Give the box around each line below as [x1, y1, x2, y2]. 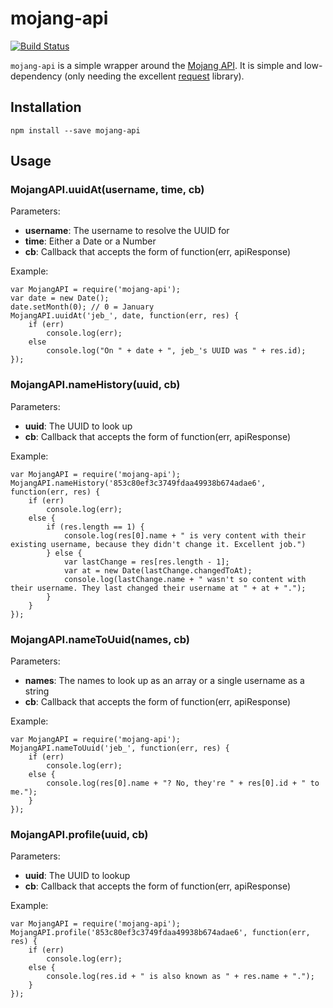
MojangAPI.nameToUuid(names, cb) [10, 632, 190, 646]
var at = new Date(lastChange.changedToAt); [63, 565, 253, 576]
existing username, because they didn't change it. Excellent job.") [10, 539, 307, 549]
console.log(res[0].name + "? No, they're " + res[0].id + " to [46, 778, 320, 789]
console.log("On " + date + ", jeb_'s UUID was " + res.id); [46, 346, 307, 356]
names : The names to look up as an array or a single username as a [24, 675, 305, 687]
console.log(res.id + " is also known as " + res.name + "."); [46, 972, 315, 982]
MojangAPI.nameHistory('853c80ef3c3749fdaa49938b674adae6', [10, 478, 267, 488]
